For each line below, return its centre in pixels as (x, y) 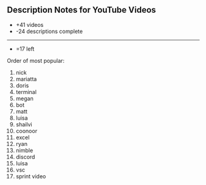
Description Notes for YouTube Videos (82, 10)
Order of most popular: (36, 60)
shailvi (24, 124)
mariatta (26, 79)
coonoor (26, 131)
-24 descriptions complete (49, 31)
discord (25, 157)
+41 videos (30, 24)
